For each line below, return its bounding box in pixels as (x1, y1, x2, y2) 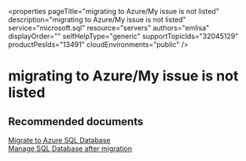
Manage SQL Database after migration (8, 144, 132, 153)
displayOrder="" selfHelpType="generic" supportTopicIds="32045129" (8, 31, 239, 41)
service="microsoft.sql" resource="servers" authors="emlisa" (8, 23, 210, 32)
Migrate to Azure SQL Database (8, 136, 112, 145)
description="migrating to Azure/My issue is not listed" (8, 15, 186, 24)
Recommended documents (8, 115, 144, 128)
